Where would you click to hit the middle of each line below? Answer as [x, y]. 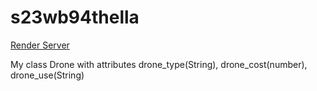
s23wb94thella [75, 17]
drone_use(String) [47, 75]
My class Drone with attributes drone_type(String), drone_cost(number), [159, 64]
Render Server [40, 45]
